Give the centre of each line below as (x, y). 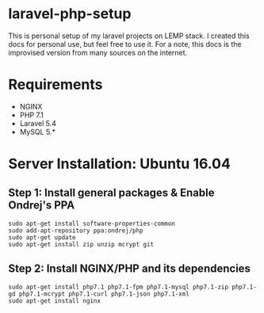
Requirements (55, 85)
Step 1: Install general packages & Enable (111, 193)
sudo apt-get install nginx (55, 301)
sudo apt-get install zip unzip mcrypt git (81, 244)
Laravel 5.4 (38, 123)
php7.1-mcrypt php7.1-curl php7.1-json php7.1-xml (104, 294)
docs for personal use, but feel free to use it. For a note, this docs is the (125, 44)
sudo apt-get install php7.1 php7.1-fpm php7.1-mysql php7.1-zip (118, 287)
